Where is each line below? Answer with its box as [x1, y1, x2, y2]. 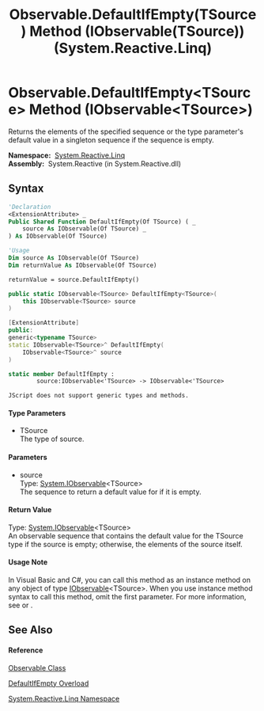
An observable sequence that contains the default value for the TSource [8, 530, 243, 540]
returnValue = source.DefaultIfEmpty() [8, 276, 140, 283]
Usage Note [8, 557, 48, 567]
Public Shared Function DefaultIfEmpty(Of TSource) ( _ [8, 218, 196, 226]
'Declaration [8, 203, 51, 211]
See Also [8, 623, 53, 637]
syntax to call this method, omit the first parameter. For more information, [8, 592, 247, 602]
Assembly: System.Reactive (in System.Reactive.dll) [8, 158, 182, 168]
